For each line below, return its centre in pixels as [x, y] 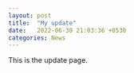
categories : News [37, 38]
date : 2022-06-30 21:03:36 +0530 [67, 30]
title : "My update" [43, 23]
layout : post [30, 15]
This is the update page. [48, 60]
